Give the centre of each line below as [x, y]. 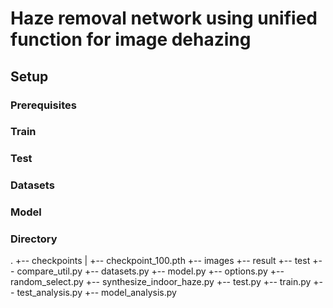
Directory [34, 239]
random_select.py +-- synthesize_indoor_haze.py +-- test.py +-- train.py [161, 282]
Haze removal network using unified [164, 18]
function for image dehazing [131, 39]
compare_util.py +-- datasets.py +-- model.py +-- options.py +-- [150, 271]
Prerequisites [43, 105]
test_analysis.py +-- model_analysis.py [96, 293]
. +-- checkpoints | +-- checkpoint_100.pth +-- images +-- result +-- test [160, 261]
